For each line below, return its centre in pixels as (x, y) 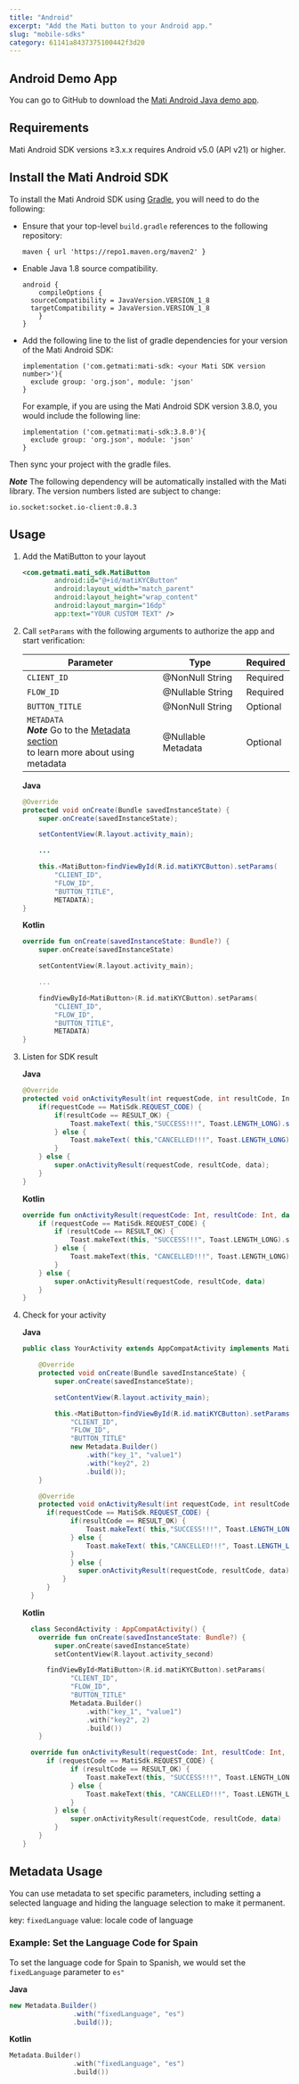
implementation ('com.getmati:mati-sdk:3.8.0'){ (114, 432)
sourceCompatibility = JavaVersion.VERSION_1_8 (121, 300)
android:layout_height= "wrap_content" (126, 598)
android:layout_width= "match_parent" (124, 589)
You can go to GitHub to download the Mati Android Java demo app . (134, 100)
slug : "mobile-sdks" (48, 34)
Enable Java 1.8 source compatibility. (90, 268)
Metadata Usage (56, 1872)
